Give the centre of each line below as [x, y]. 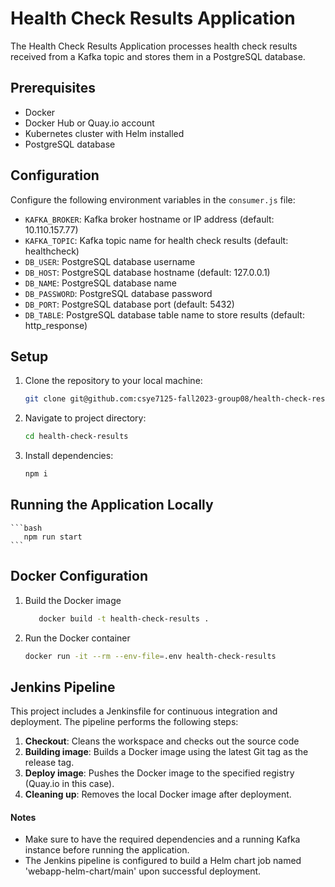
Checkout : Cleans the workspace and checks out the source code [162, 741]
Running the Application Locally [112, 505]
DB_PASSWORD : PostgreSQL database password [118, 293]
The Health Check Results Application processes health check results [154, 46]
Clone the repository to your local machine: [113, 381]
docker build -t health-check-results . [124, 618]
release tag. [49, 763]
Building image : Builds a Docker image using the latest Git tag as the [166, 752]
